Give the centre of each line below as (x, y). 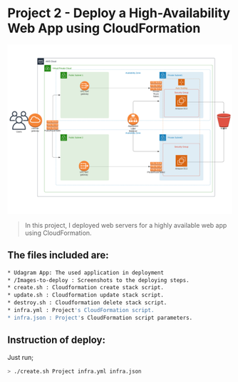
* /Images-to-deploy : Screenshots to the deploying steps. (99, 280)
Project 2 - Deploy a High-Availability (119, 13)
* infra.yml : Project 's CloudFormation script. (81, 311)
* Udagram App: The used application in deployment (86, 273)
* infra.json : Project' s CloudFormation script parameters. (100, 318)
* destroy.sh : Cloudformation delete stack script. (87, 303)
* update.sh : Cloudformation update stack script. (86, 295)
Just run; (21, 357)
